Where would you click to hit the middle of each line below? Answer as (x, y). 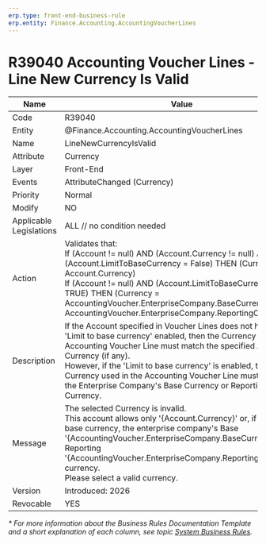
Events (25, 182)
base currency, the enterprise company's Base (152, 428)
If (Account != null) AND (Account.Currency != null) (160, 253)
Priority (26, 195)
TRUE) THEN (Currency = (112, 293)
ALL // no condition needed (115, 226)
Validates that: (91, 244)
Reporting (83, 448)
